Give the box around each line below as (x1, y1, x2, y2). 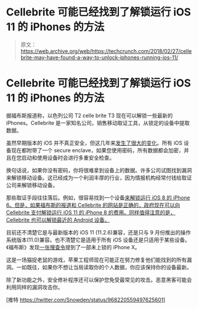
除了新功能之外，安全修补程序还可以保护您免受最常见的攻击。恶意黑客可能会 (6, 276, 192, 283)
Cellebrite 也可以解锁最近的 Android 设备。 (6, 216, 110, 223)
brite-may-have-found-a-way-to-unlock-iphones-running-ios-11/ (20, 54, 179, 61)
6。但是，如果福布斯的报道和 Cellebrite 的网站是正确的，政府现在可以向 (6, 201, 180, 208)
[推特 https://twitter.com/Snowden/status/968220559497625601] (6, 296, 166, 303)
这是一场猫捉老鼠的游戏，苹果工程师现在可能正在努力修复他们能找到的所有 (6, 256, 187, 263)
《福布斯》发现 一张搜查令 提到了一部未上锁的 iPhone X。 (6, 243, 140, 250)
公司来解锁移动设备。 (6, 181, 58, 188)
